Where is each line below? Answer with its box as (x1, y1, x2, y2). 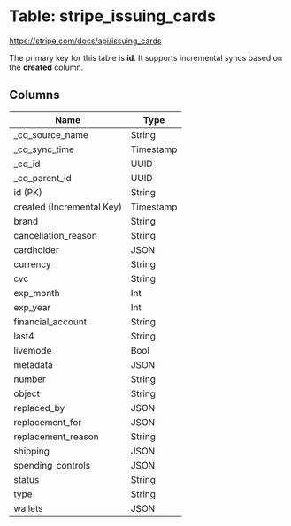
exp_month (13, 286, 60, 299)
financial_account (13, 316, 87, 328)
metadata (13, 358, 53, 370)
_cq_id (13, 157, 41, 170)
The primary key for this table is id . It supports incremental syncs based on (9, 52, 283, 63)
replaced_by (13, 401, 65, 414)
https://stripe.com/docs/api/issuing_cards (9, 35, 162, 46)
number (13, 373, 47, 385)
